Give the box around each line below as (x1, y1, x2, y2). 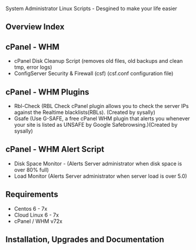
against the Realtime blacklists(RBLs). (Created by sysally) (14, 109, 155, 116)
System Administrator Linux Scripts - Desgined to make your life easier (5, 5, 178, 12)
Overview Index (5, 22, 65, 32)
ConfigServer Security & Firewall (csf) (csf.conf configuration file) (14, 70, 174, 77)
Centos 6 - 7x (14, 205, 48, 212)
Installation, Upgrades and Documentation (5, 235, 164, 245)
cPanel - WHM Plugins (5, 87, 89, 97)
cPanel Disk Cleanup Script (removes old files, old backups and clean (14, 58, 183, 65)
